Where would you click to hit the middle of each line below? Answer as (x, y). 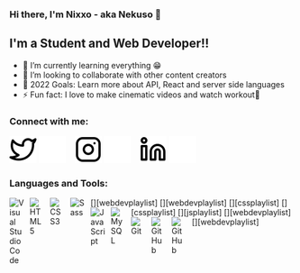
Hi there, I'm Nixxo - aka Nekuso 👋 (86, 14)
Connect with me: (49, 121)
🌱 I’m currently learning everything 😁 (92, 65)
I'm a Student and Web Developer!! (109, 44)
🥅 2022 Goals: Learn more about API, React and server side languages (154, 84)
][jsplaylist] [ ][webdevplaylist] (236, 213)
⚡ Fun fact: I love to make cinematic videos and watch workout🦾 (141, 95)
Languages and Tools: (59, 183)
